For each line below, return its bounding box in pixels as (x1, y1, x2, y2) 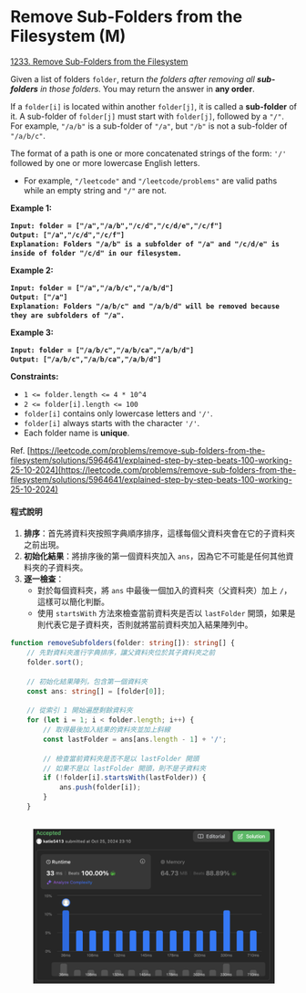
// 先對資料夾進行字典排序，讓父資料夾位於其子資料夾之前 (26, 648, 216, 658)
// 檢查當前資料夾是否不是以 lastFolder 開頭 (43, 754, 199, 763)
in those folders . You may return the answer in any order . (40, 83, 255, 94)
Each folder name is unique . (23, 427, 130, 438)
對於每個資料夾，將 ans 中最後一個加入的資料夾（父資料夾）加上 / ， (36, 585, 292, 596)
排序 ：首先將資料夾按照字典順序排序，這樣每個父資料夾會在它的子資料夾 (23, 528, 295, 539)
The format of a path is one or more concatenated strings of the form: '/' (10, 148, 287, 159)
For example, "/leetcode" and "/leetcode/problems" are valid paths (23, 175, 278, 186)
